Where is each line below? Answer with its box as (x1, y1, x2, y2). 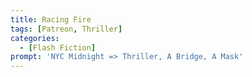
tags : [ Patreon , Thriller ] (10, 24, 123, 34)
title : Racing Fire (10, 14, 92, 25)
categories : (10, 33, 60, 43)
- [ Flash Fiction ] (19, 42, 97, 53)
